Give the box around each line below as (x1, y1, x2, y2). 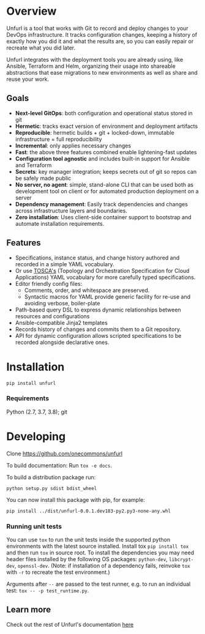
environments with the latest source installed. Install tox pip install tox (6, 543, 189, 550)
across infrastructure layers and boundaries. (15, 207, 127, 214)
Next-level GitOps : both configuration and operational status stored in (15, 109, 193, 117)
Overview (6, 4, 57, 18)
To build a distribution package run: (6, 473, 96, 481)
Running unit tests (6, 522, 62, 531)
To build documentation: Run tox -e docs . (6, 461, 112, 469)
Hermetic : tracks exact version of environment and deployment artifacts (15, 122, 198, 130)
